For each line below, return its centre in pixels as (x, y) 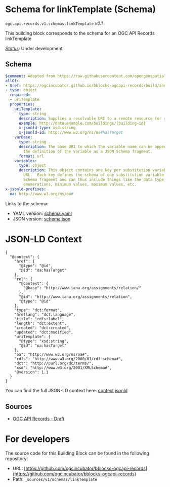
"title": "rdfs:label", (39, 319)
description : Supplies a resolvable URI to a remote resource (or (90, 118)
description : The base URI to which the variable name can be (86, 146)
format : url (31, 156)
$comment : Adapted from (30, 76)
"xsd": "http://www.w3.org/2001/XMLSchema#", (63, 368)
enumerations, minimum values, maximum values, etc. (80, 184)
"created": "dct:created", (43, 328)
